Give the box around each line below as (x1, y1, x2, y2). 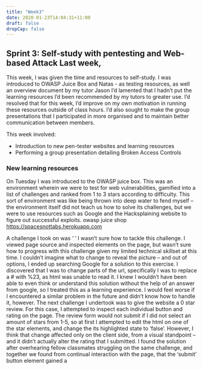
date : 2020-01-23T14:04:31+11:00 (6, 15, 91, 21)
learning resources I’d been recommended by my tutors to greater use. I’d (6, 93, 190, 101)
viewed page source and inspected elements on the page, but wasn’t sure (6, 241, 191, 249)
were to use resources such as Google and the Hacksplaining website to (6, 210, 187, 217)
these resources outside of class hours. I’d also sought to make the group (6, 106, 190, 113)
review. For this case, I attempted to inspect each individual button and (6, 306, 183, 313)
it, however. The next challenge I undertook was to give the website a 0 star (6, 299, 195, 306)
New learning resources (6, 164, 79, 172)
